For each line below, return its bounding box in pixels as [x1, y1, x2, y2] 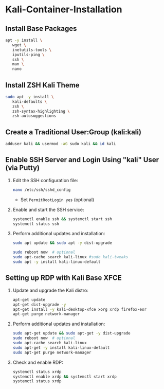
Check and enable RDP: [12, 359, 63, 365]
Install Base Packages [5, 24, 77, 33]
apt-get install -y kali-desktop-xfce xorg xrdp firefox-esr [12, 307, 147, 312]
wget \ [12, 42, 27, 47]
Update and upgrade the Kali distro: [12, 287, 88, 293]
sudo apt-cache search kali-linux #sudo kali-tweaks [12, 255, 129, 260]
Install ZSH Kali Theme [5, 81, 80, 90]
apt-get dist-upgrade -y [12, 302, 66, 307]
